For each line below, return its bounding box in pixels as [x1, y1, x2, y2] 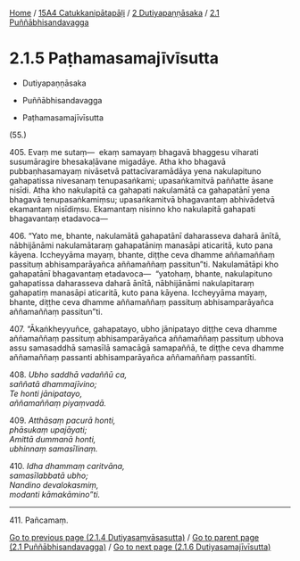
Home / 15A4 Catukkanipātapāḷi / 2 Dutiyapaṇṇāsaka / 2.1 [9, 8, 221, 18]
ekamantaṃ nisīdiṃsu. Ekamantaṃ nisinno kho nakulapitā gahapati [9, 203, 256, 214]
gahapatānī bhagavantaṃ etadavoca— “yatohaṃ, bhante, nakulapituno [9, 268, 273, 279]
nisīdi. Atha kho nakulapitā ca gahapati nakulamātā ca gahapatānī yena [9, 185, 271, 195]
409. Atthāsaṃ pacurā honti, [9, 415, 116, 425]
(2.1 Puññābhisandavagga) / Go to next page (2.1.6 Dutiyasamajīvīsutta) [9, 541, 271, 552]
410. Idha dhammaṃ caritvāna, [9, 460, 125, 471]
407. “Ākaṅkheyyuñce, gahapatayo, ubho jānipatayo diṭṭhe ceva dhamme [9, 323, 278, 334]
